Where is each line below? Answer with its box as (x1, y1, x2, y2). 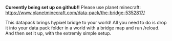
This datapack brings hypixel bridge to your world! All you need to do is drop (5, 20, 167, 25)
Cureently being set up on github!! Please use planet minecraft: (5, 5, 141, 10)
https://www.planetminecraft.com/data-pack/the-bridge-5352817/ (5, 10, 145, 16)
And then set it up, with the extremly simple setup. (5, 30, 112, 36)
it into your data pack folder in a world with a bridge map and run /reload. (5, 25, 160, 31)
